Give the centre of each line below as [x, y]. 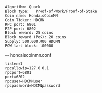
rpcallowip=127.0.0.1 [27, 68]
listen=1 [14, 64]
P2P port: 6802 [20, 29]
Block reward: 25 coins [29, 33]
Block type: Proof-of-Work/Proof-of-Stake [51, 11]
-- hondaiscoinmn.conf [28, 55]
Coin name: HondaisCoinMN [31, 16]
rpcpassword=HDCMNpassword [32, 86]
